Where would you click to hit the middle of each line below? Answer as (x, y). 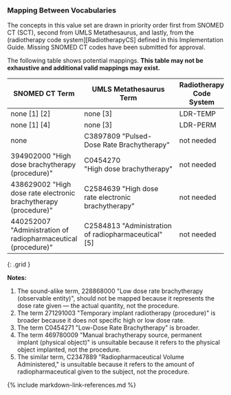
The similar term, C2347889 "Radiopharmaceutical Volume (100, 357)
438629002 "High (41, 185)
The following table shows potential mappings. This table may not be (106, 61)
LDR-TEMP (198, 114)
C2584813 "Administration (128, 226)
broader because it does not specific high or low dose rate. (101, 321)
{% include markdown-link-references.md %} (71, 385)
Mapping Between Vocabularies (62, 10)
